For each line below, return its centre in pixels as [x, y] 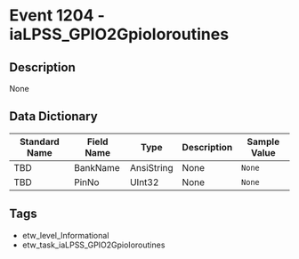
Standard [39, 142]
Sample [263, 142]
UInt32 [144, 182]
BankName [97, 167]
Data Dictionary [53, 117]
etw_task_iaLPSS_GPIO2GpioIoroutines [93, 245]
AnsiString [151, 167]
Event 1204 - [57, 16]
